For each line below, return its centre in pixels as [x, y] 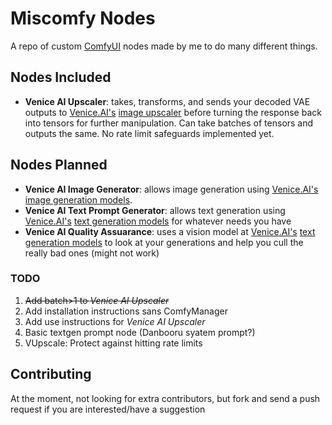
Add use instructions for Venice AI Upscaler [115, 321]
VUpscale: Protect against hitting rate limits [113, 343]
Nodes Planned [59, 165]
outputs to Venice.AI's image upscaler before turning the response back [173, 112]
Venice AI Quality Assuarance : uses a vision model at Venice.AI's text [170, 231]
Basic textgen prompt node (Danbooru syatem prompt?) [140, 332]
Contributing [51, 374]
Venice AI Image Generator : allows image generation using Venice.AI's [171, 189]
